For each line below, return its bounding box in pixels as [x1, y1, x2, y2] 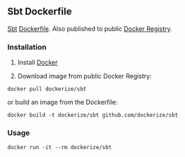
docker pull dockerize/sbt [7, 86, 87, 93]
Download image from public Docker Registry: [17, 72, 152, 81]
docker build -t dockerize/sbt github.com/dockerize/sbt [7, 112, 179, 119]
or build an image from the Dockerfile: [7, 98, 118, 107]
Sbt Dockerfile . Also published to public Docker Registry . [7, 24, 172, 33]
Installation [7, 42, 47, 52]
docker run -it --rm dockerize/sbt [7, 144, 112, 151]
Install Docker [17, 58, 58, 66]
